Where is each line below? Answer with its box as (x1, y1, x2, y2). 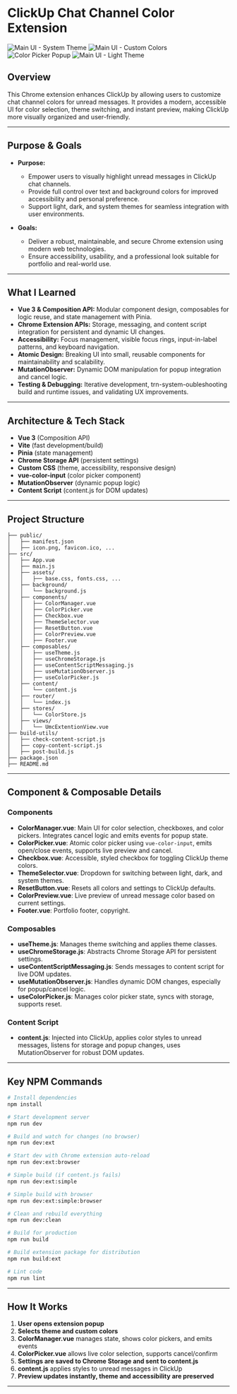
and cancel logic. (17, 373, 68, 381)
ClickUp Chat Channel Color (7, 5, 175, 21)
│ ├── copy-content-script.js (7, 742, 102, 749)
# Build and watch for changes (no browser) (7, 1133, 140, 1140)
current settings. (17, 898, 66, 907)
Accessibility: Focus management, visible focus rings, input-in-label (17, 335, 217, 344)
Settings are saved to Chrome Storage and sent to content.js (17, 1357, 199, 1366)
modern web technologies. (28, 244, 107, 253)
